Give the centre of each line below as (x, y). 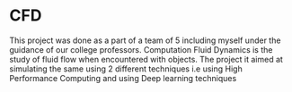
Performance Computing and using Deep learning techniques (123, 78)
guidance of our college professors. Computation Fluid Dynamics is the (141, 49)
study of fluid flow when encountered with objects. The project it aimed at (146, 59)
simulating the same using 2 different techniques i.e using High (126, 69)
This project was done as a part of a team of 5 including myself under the (145, 40)
